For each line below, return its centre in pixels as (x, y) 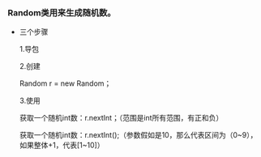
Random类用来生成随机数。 (62, 12)
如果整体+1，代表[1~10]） (62, 145)
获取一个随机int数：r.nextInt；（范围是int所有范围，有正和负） (121, 118)
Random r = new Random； (65, 83)
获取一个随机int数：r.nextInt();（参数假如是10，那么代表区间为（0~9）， (138, 135)
